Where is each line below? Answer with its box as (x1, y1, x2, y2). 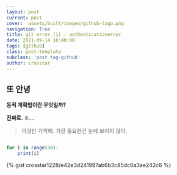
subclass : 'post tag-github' (6, 54, 81, 60)
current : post (6, 15, 43, 21)
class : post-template (6, 49, 62, 55)
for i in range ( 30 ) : (6, 145, 59, 151)
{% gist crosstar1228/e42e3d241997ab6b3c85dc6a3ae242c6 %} (6, 162, 172, 169)
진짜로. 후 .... (6, 114, 35, 122)
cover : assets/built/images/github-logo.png (6, 20, 124, 26)
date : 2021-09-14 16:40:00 (6, 37, 75, 43)
